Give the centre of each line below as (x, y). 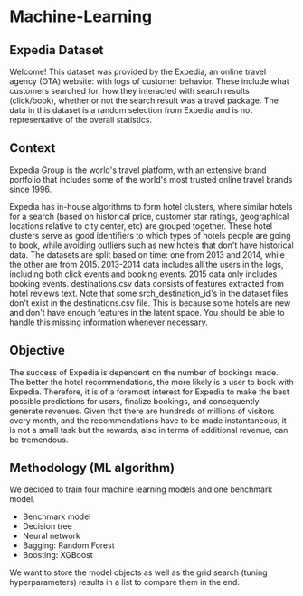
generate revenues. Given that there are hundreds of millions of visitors (142, 411)
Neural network (52, 536)
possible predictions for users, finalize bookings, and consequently (134, 401)
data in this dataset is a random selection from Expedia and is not (131, 110)
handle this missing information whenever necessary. (109, 322)
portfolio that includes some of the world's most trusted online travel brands (151, 179)
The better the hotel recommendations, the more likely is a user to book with (151, 382)
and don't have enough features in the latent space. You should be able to (147, 312)
